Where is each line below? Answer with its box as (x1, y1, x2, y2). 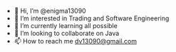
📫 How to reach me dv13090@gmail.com (14, 37, 138, 45)
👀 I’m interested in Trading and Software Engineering (14, 14, 170, 22)
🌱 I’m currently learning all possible (14, 22, 118, 30)
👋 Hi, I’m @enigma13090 (14, 7, 87, 15)
